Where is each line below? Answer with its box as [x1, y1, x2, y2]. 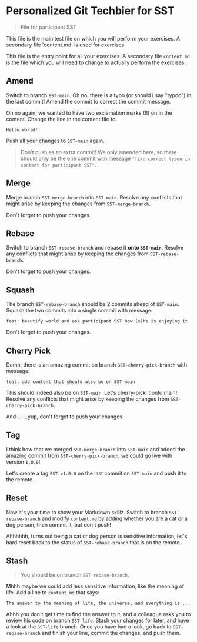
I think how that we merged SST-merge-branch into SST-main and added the [6, 445, 185, 453]
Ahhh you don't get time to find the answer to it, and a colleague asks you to [6, 611, 191, 618]
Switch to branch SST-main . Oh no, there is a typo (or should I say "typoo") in [6, 91, 192, 98]
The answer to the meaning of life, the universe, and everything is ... [6, 600, 191, 607]
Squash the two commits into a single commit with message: [6, 307, 153, 314]
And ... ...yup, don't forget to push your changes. [6, 413, 124, 420]
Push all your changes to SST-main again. [6, 137, 105, 144]
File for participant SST [20, 24, 77, 31]
